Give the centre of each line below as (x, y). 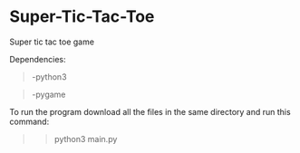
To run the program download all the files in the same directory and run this (150, 111)
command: (29, 121)
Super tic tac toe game (52, 42)
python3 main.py (86, 139)
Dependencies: (38, 59)
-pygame (48, 94)
